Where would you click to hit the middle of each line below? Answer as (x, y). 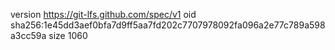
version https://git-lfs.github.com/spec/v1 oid (103, 14)
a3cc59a (28, 35)
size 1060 (68, 35)
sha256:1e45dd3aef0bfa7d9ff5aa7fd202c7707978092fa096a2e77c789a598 (168, 25)
